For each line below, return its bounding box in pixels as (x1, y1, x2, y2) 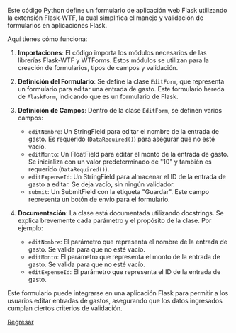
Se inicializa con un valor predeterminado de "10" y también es (28, 157, 212, 166)
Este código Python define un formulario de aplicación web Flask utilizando (7, 6, 227, 14)
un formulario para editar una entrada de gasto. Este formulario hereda (17, 85, 225, 93)
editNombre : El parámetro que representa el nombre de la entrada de (28, 237, 228, 246)
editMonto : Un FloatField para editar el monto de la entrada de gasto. (28, 150, 229, 158)
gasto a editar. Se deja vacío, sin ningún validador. (28, 180, 175, 188)
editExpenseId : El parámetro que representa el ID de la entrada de (28, 268, 221, 276)
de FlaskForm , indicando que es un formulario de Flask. (17, 92, 179, 101)
